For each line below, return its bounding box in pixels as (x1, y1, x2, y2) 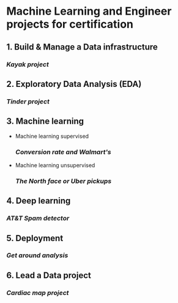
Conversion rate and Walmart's (15, 148, 111, 156)
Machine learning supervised (15, 132, 89, 140)
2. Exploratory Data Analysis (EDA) (6, 78, 142, 89)
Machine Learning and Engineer (6, 4, 172, 18)
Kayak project (6, 60, 49, 69)
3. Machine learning (6, 116, 84, 127)
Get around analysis (6, 251, 69, 260)
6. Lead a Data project (6, 270, 92, 280)
